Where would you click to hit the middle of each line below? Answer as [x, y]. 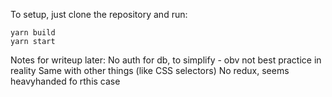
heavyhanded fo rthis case [65, 81]
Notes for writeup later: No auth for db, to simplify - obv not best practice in [166, 60]
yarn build [33, 33]
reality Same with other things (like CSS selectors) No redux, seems [150, 70]
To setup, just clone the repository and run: [99, 14]
